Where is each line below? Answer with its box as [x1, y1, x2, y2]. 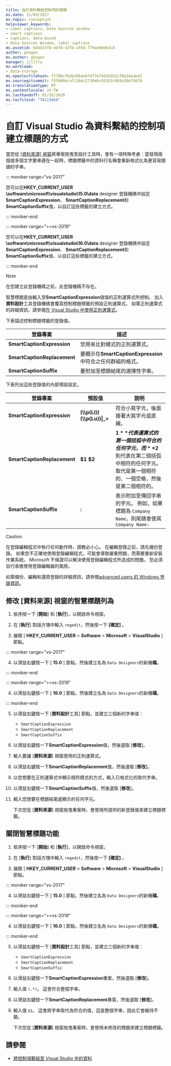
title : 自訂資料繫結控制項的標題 [6, 7, 67, 13]
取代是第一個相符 [115, 468, 156, 475]
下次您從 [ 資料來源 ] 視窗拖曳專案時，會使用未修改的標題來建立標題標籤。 [13, 1024, 166, 1030]
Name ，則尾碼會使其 [115, 515, 162, 522]
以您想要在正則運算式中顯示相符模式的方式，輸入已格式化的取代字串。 [13, 774, 160, 780]
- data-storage [6, 69, 38, 74]
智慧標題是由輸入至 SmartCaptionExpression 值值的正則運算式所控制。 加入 [6, 294, 164, 300]
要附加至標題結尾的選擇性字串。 [80, 368, 157, 375]
